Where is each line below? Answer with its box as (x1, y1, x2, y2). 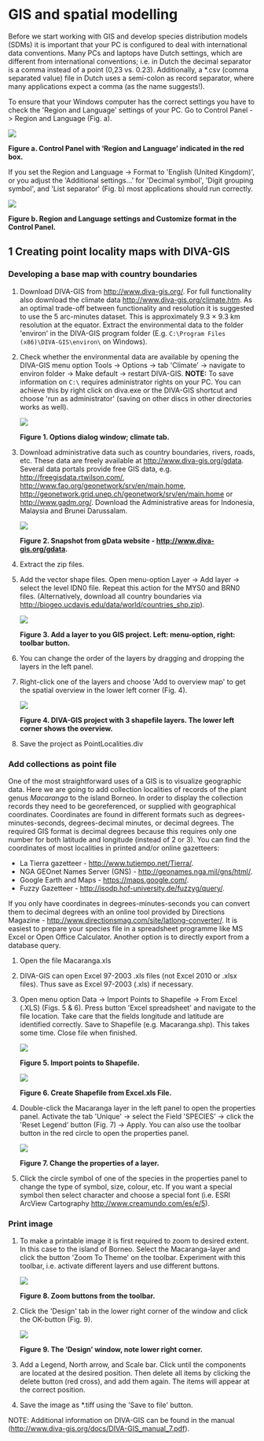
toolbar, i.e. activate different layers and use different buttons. (19, 1261, 220, 1271)
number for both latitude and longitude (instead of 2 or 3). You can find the (8, 835, 251, 844)
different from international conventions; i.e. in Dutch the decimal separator (8, 57, 251, 66)
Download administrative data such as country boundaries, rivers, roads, (19, 447, 255, 457)
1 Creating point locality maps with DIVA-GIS (8, 245, 230, 259)
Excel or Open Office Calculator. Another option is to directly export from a (8, 932, 250, 942)
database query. (8, 940, 61, 949)
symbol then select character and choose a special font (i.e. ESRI (19, 1190, 231, 1200)
